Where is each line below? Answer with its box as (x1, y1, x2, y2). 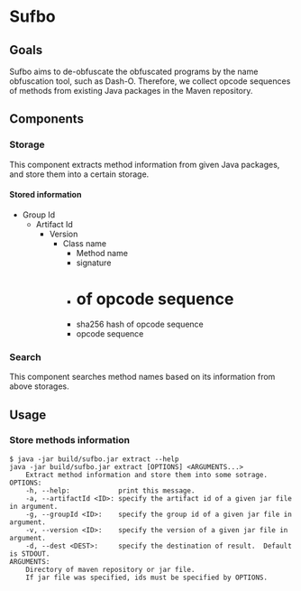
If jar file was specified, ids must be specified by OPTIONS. (25, 573, 269, 582)
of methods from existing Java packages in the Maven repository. (9, 86, 253, 96)
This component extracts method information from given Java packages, (9, 159, 280, 170)
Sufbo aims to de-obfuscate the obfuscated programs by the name (9, 66, 259, 77)
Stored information (9, 189, 82, 200)
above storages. (9, 381, 69, 392)
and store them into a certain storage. (9, 169, 150, 180)
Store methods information (9, 434, 131, 447)
